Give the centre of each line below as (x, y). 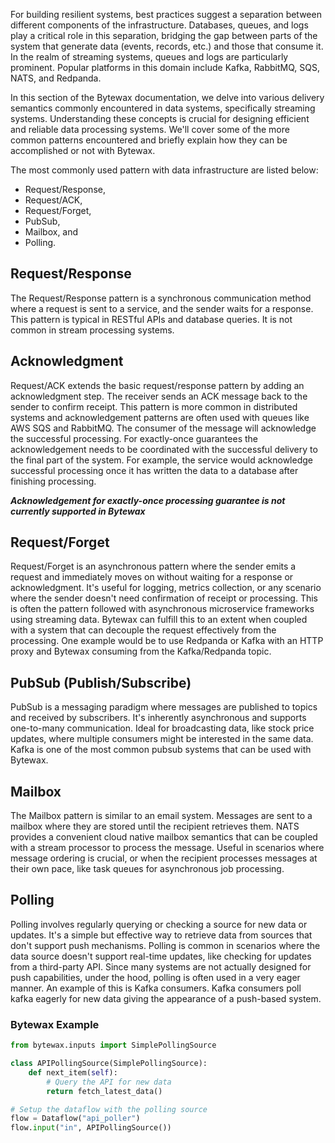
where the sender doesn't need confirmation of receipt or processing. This (164, 598)
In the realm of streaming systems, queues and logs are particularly (149, 57)
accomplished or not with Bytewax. (83, 150)
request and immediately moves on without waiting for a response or (152, 577)
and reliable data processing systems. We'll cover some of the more (150, 129)
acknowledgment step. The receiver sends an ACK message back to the (159, 396)
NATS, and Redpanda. (56, 78)
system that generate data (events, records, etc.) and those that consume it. (167, 46)
